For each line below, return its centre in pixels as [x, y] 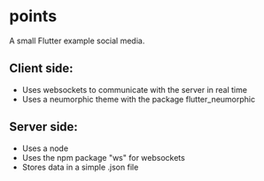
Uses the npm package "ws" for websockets [104, 157]
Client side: [41, 68]
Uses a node [45, 148]
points [33, 16]
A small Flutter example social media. [77, 41]
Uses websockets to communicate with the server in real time [135, 89]
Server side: [43, 127]
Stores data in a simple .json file [80, 167]
